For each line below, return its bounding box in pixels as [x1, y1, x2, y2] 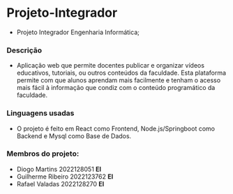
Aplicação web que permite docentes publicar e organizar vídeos [16, 61, 205, 70]
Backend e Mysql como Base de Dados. [16, 131, 132, 140]
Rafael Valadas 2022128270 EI [16, 179, 105, 188]
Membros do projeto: [6, 149, 80, 158]
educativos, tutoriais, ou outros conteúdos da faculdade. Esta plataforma [16, 68, 227, 77]
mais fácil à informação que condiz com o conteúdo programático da [16, 84, 216, 92]
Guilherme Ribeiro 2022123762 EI [16, 172, 114, 181]
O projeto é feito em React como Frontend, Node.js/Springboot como [16, 124, 216, 133]
